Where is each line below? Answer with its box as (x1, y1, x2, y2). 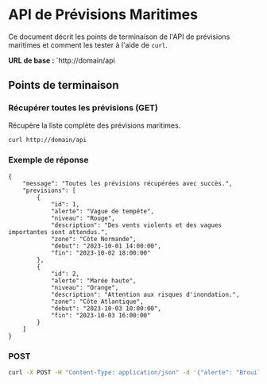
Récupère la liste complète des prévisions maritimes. (8, 121, 181, 130)
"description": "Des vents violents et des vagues (50, 221, 222, 229)
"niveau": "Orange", (50, 283, 119, 291)
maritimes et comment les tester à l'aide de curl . (8, 40, 168, 49)
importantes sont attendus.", (8, 228, 109, 236)
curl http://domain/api (8, 136, 87, 144)
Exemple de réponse (8, 155, 89, 166)
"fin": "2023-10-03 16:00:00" (50, 311, 151, 319)
